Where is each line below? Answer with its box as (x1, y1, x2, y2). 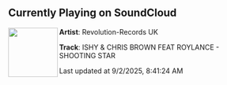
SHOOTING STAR (59, 50, 116, 60)
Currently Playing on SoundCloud (8, 6, 177, 20)
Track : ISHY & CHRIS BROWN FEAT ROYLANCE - (59, 42, 220, 52)
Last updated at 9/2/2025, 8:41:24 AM (59, 66, 183, 76)
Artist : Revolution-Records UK (59, 27, 158, 36)
